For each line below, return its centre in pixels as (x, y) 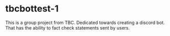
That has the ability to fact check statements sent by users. (68, 27)
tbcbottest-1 (32, 9)
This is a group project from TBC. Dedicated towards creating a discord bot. (85, 22)
